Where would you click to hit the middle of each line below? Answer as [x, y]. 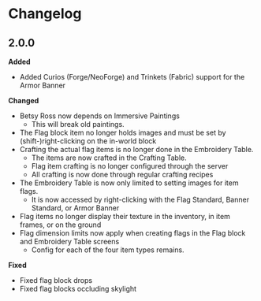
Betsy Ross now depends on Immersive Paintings [99, 116]
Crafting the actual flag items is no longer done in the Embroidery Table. [136, 149]
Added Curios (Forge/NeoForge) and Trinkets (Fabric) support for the [132, 77]
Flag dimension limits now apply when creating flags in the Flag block [132, 233]
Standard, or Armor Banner [75, 208]
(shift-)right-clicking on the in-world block [88, 141]
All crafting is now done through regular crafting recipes [122, 175]
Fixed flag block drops [56, 280]
